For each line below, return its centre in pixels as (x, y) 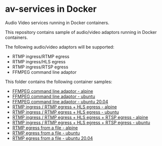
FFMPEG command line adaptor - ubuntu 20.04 (60, 101)
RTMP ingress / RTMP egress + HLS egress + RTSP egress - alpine (80, 117)
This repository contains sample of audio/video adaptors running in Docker (81, 32)
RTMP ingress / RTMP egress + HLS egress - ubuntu (66, 112)
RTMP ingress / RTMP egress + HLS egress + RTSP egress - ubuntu (81, 122)
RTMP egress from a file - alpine (45, 128)
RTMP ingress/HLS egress (39, 61)
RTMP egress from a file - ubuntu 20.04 (53, 138)
